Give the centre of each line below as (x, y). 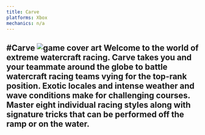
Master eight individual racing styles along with (99, 105)
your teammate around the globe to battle (87, 67)
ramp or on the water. (48, 124)
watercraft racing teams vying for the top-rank (97, 76)
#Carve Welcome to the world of (103, 48)
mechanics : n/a (26, 23)
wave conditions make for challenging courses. (98, 95)
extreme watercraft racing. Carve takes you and (99, 57)
